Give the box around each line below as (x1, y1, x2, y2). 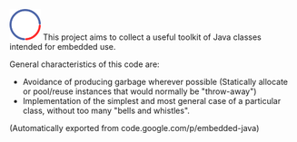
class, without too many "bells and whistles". (22, 105, 191, 116)
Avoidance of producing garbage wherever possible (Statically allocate (22, 77, 289, 87)
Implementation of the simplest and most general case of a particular (22, 96, 282, 106)
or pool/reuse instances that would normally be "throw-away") (22, 86, 257, 97)
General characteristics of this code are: (9, 59, 161, 70)
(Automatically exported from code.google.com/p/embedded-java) (9, 123, 260, 133)
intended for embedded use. (9, 42, 116, 52)
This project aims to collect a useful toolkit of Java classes (42, 32, 262, 43)
